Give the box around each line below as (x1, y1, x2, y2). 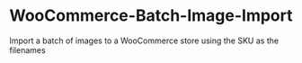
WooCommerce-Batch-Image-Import (9, 5, 293, 26)
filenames (9, 44, 47, 55)
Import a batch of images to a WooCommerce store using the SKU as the (9, 35, 280, 46)
